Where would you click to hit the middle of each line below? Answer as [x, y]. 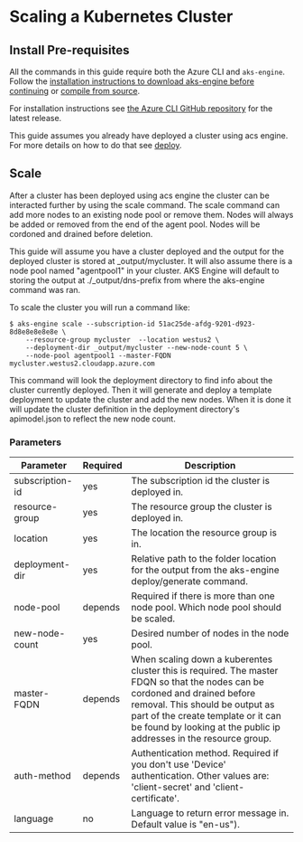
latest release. [36, 118]
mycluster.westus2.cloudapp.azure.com [82, 364]
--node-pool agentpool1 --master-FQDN [98, 355]
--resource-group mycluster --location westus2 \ [123, 340]
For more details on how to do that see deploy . [96, 145]
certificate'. [156, 799]
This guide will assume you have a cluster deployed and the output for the [147, 251]
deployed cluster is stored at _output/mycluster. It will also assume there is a [151, 260]
